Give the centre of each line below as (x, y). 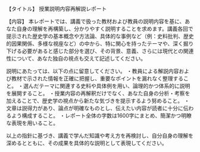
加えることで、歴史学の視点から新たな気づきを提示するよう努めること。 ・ (98, 101)
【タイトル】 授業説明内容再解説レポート (57, 9)
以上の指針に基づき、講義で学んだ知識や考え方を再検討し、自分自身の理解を (100, 136)
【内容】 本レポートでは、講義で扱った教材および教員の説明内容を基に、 (96, 21)
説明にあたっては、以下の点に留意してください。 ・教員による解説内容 (93, 71)
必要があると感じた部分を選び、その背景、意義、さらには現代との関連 (108, 51)
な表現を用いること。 (32, 123)
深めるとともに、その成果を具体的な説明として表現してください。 (87, 143)
